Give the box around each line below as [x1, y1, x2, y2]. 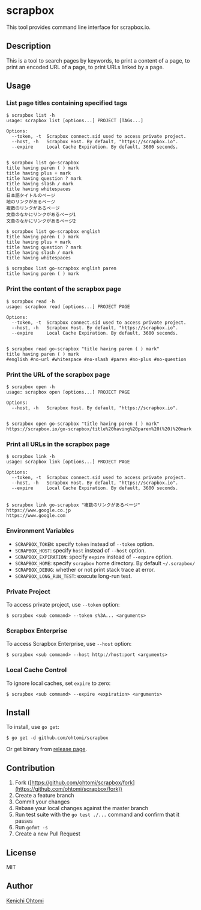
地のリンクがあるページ [6, 199, 56, 205]
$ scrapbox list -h [6, 113, 55, 119]
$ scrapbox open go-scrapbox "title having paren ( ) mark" [6, 421, 160, 427]
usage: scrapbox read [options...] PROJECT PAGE [6, 303, 130, 310]
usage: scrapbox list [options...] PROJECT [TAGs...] [6, 118, 144, 124]
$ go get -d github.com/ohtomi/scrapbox [6, 735, 109, 741]
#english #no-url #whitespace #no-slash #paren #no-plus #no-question [6, 356, 187, 362]
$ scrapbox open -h [6, 384, 55, 390]
